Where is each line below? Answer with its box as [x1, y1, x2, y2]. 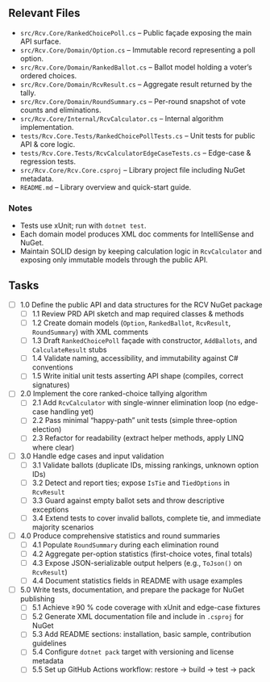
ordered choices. [19, 70, 77, 80]
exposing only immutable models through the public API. [19, 255, 208, 265]
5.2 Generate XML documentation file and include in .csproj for [31, 612, 244, 621]
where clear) [31, 442, 75, 452]
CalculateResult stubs [31, 345, 107, 354]
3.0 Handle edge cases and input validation [19, 451, 164, 461]
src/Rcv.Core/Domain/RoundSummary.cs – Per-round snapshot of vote [19, 96, 246, 106]
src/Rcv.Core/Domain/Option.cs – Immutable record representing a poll [19, 44, 255, 55]
